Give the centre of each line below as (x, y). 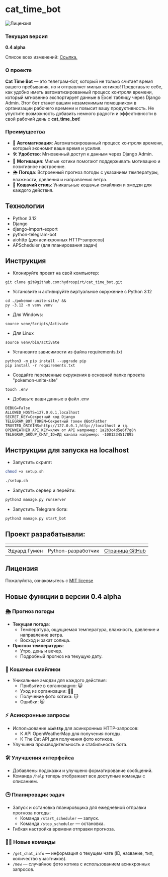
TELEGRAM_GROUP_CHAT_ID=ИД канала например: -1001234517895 (70, 435)
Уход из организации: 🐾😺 (47, 691)
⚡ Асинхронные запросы (37, 715)
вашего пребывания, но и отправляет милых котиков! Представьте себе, (84, 86)
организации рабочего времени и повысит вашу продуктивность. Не (80, 108)
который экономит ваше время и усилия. (57, 148)
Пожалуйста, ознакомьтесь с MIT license (49, 581)
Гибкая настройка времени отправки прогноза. (64, 829)
